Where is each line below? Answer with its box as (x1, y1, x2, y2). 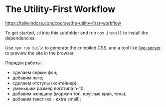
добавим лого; (12, 74, 44, 80)
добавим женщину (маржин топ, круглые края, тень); (12, 90, 127, 96)
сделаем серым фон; (12, 69, 58, 75)
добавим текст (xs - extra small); (12, 96, 81, 102)
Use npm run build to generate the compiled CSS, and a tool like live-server (5, 44, 161, 50)
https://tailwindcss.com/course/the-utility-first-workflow (5, 20, 121, 26)
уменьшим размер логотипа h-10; (12, 85, 85, 91)
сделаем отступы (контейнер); (12, 80, 78, 86)
